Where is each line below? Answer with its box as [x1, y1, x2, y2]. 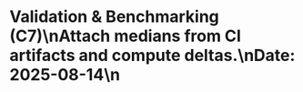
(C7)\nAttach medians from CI [9, 26, 241, 46]
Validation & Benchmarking [9, 6, 220, 27]
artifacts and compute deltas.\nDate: [9, 46, 296, 66]
